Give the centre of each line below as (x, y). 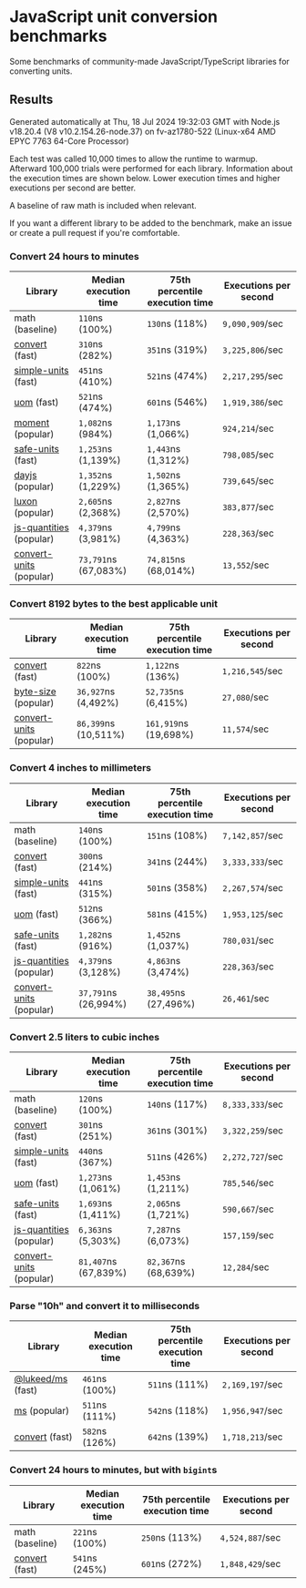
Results (31, 100)
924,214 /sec (249, 428)
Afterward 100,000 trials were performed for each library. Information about (151, 168)
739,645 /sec (249, 481)
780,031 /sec (249, 940)
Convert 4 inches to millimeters (81, 768)
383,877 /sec (249, 507)
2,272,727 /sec (253, 1156)
